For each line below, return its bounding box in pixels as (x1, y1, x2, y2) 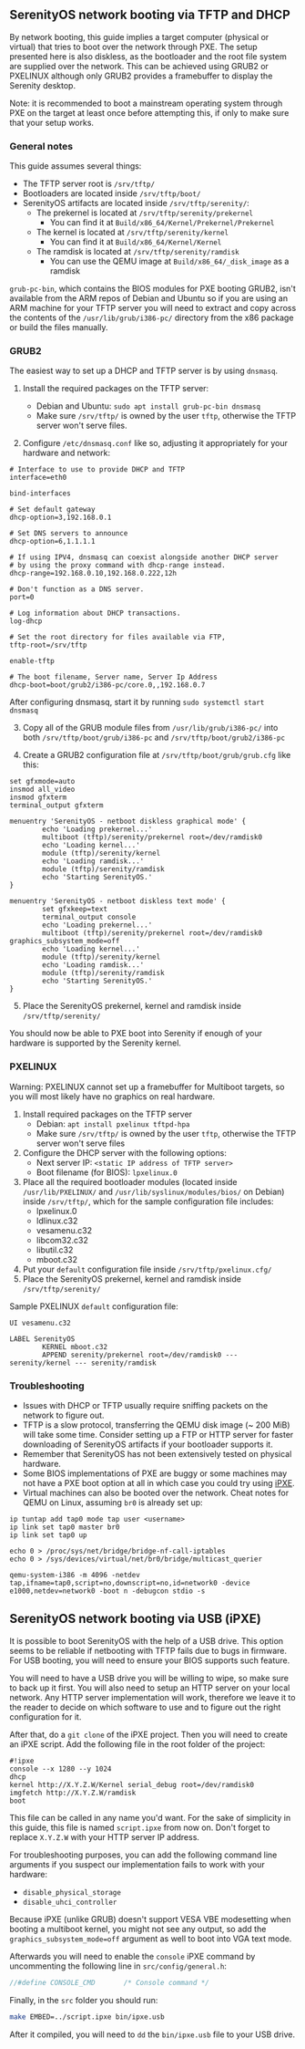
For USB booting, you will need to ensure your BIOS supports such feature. (9, 1655, 290, 1666)
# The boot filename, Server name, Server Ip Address (9, 672, 219, 682)
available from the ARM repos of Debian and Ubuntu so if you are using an (9, 293, 289, 304)
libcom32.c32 (36, 1234, 89, 1245)
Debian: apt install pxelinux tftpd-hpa (36, 1118, 190, 1129)
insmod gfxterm (9, 793, 67, 802)
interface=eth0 (9, 473, 67, 483)
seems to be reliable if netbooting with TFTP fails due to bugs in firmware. (9, 1645, 288, 1656)
